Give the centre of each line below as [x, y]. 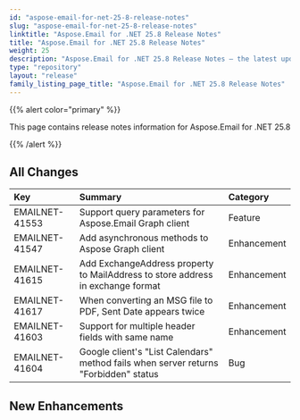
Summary [100, 197]
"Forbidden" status [119, 374]
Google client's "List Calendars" [146, 352]
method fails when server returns [149, 363]
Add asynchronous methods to [144, 238]
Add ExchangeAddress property [146, 264]
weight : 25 [29, 51]
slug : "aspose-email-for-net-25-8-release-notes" [104, 26]
